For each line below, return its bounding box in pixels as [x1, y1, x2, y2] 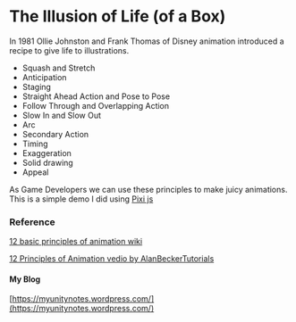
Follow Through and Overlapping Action [21, 100, 170, 111]
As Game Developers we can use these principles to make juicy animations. [9, 184, 288, 194]
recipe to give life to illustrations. [9, 45, 130, 55]
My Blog [9, 274, 41, 285]
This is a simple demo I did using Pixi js [9, 194, 154, 204]
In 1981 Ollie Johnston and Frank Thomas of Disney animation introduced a [9, 36, 284, 46]
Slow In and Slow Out [21, 110, 101, 120]
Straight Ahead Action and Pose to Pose [21, 91, 171, 102]
